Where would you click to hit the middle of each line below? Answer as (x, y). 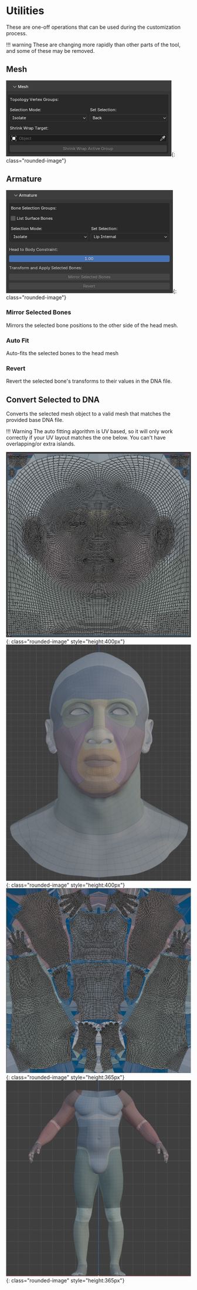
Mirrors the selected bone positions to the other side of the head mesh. (92, 325)
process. (17, 33)
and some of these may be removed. (50, 50)
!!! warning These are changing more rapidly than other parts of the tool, (93, 45)
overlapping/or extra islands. (41, 444)
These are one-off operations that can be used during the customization (93, 27)
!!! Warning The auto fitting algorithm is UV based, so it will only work (89, 431)
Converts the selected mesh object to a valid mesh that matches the (89, 414)
